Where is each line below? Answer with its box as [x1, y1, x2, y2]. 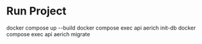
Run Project [6, 4, 67, 18]
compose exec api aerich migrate [6, 30, 90, 37]
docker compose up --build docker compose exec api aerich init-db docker [6, 24, 197, 31]
